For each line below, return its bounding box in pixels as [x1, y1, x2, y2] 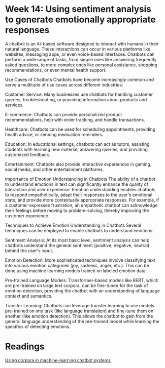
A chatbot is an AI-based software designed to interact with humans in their [5, 41, 159, 46]
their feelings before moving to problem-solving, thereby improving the [5, 207, 149, 213]
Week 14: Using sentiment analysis [5, 3, 152, 15]
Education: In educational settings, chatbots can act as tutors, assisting [5, 141, 150, 147]
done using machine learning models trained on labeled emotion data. [5, 268, 147, 274]
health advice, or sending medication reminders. [5, 131, 103, 137]
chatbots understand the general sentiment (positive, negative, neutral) [5, 242, 150, 248]
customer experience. [5, 212, 50, 218]
